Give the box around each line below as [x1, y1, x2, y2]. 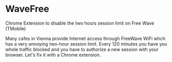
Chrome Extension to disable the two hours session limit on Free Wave [5, 20, 155, 26]
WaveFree [5, 3, 50, 15]
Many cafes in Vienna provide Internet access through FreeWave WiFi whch [5, 35, 166, 42]
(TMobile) [5, 25, 26, 31]
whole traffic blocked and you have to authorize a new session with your [5, 46, 159, 52]
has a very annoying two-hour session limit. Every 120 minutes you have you [5, 40, 167, 47]
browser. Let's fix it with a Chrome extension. [5, 52, 101, 58]
